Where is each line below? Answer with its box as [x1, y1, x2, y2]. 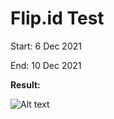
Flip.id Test [10, 7, 105, 30]
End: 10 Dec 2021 [10, 59, 82, 71]
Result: [10, 78, 41, 91]
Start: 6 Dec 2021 [10, 40, 82, 52]
